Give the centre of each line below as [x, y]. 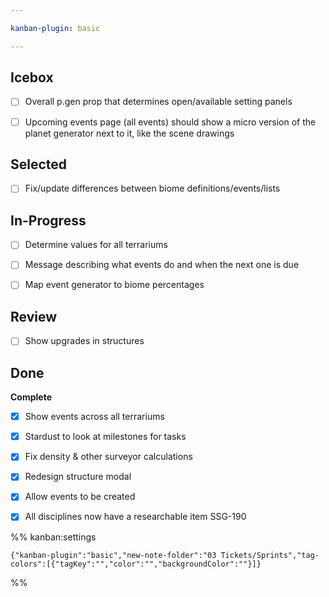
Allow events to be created [80, 497]
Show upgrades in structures [84, 341]
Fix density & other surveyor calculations [108, 457]
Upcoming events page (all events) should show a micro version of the [170, 122]
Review [34, 316]
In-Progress [48, 220]
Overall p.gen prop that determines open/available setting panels [158, 102]
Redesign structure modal [78, 477]
